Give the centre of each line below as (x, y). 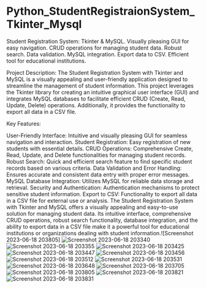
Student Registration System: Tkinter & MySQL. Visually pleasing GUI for (98, 41)
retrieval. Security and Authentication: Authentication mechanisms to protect (103, 188)
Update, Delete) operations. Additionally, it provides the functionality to (96, 105)
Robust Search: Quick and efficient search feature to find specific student (99, 161)
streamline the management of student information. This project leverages (100, 85)
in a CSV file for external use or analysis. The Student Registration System (100, 200)
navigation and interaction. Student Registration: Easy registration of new (99, 142)
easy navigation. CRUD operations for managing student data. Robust (94, 48)
